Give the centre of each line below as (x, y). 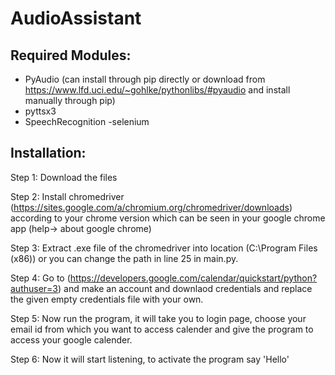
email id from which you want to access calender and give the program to (162, 329)
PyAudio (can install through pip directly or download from (145, 79)
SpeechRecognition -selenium (87, 121)
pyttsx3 (40, 111)
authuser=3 (34, 288)
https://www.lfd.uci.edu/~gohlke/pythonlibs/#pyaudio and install (157, 90)
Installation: (48, 153)
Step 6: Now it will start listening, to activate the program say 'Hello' (150, 359)
